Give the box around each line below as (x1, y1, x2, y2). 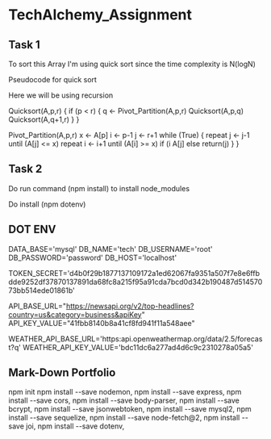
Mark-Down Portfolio (8, 366, 116, 380)
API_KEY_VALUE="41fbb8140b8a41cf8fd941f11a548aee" (8, 318, 195, 328)
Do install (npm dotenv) (8, 199, 86, 209)
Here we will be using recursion (8, 90, 114, 100)
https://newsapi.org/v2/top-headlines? (65, 301, 194, 311)
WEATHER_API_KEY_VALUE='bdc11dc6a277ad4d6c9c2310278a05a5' (23, 342, 254, 352)
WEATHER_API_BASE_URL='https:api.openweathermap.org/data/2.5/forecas (8, 333, 263, 344)
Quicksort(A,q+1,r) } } (8, 115, 80, 124)
